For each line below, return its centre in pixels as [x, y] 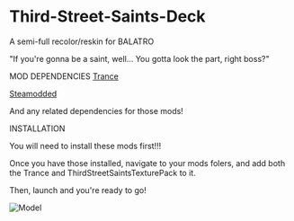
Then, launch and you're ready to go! [78, 190]
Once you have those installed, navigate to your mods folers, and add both [147, 163]
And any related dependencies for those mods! [97, 110]
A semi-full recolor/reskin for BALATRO [82, 41]
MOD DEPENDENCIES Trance [64, 76]
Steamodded [33, 93]
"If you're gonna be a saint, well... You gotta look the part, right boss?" [139, 58]
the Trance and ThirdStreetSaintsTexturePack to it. [102, 172]
